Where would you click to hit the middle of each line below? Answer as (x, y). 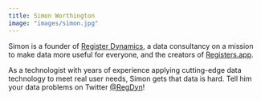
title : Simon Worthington (51, 16)
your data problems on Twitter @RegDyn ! (77, 87)
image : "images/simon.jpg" (53, 23)
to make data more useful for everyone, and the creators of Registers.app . (131, 54)
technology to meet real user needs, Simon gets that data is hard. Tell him (130, 78)
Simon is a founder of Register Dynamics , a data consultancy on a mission (131, 46)
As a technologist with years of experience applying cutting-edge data (125, 70)
